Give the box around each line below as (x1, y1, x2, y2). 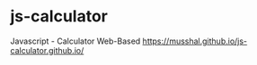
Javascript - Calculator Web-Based (10, 36, 141, 46)
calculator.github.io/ (10, 45, 84, 55)
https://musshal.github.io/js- (142, 36, 248, 46)
